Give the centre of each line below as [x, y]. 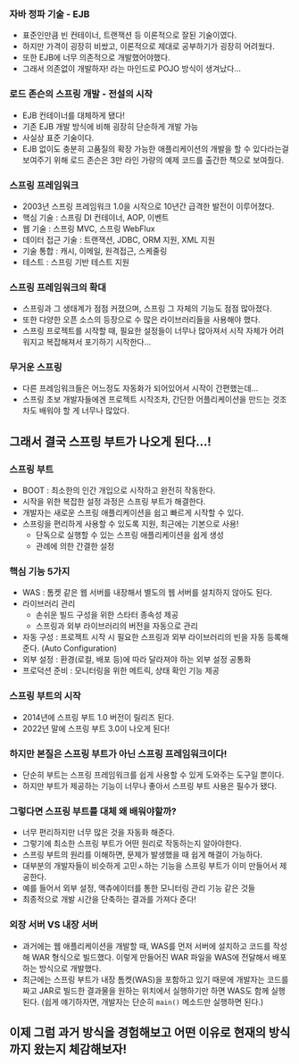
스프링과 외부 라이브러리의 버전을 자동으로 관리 [116, 626]
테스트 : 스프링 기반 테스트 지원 [75, 262]
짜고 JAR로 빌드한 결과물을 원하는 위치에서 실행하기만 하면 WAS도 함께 [145, 990]
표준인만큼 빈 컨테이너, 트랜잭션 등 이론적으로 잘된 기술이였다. [129, 35]
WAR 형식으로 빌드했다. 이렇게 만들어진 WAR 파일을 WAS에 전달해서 [151, 957]
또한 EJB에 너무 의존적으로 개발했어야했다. [96, 58]
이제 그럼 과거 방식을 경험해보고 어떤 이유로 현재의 [137, 1033]
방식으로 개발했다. [70, 968]
